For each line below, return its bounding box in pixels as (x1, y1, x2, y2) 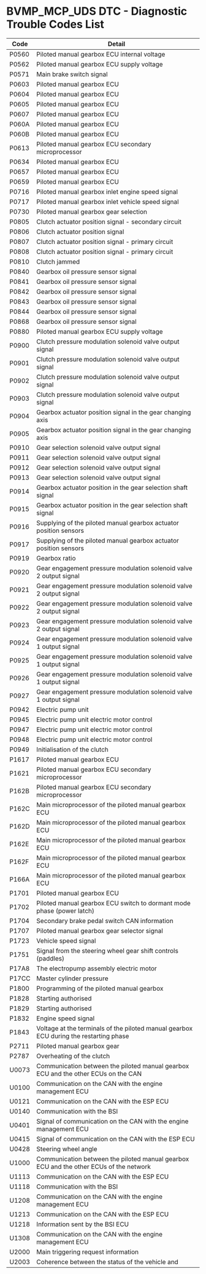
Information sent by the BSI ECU (36, 1220, 129, 1229)
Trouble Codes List (6, 17, 104, 31)
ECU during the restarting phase (36, 1031, 129, 1040)
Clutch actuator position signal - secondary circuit (36, 217, 182, 226)
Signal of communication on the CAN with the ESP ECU (36, 1134, 195, 1143)
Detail (107, 39, 126, 48)
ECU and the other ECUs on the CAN (36, 1069, 142, 1078)
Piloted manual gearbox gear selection (36, 207, 147, 216)
